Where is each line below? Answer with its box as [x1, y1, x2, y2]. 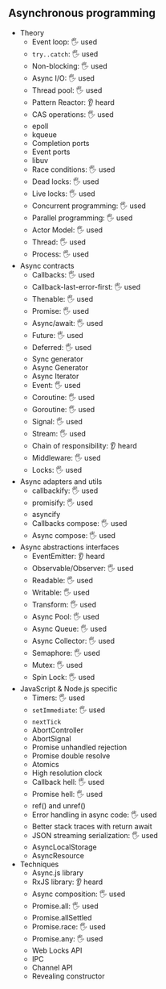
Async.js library [31, 867, 84, 878]
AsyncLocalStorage [31, 842, 98, 852]
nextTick [31, 718, 62, 726]
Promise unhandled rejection [31, 742, 128, 752]
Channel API [31, 962, 74, 972]
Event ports [31, 147, 71, 156]
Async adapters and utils [19, 476, 103, 486]
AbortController [31, 725, 84, 735]
